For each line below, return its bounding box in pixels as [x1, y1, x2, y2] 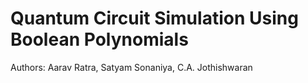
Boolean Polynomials [10, 28, 189, 51]
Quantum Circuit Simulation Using [10, 7, 299, 30]
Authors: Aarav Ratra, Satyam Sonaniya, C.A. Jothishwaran [10, 61, 253, 73]
